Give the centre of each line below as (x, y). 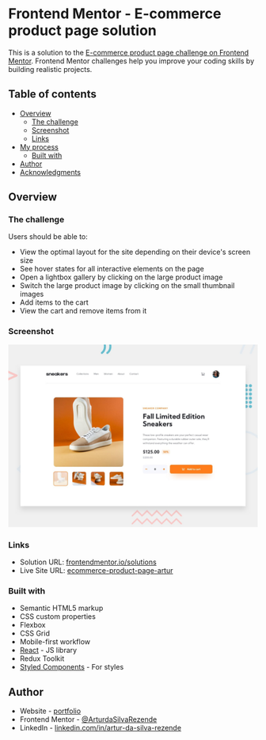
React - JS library (48, 651)
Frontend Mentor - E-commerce (115, 14)
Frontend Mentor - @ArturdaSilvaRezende (88, 719)
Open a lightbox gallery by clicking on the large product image (121, 277)
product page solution (82, 30)
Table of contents (52, 95)
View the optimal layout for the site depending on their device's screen (135, 252)
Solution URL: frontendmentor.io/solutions (88, 562)
